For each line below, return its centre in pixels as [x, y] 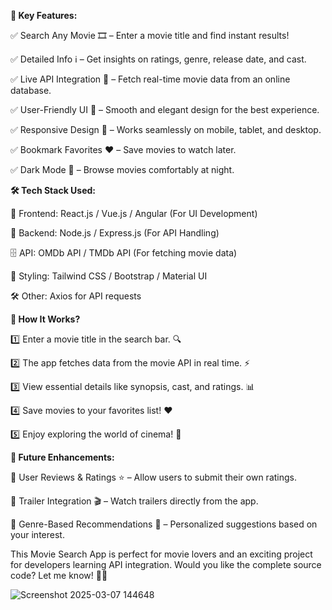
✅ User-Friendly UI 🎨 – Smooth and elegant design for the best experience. [165, 109]
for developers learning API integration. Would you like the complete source [166, 564]
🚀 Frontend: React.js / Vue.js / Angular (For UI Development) [134, 213]
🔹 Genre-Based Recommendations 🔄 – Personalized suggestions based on [164, 524]
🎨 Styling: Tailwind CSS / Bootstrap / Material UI [109, 276]
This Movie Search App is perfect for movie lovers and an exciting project [161, 554]
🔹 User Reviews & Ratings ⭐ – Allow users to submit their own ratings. [153, 477]
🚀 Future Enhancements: [62, 457]
